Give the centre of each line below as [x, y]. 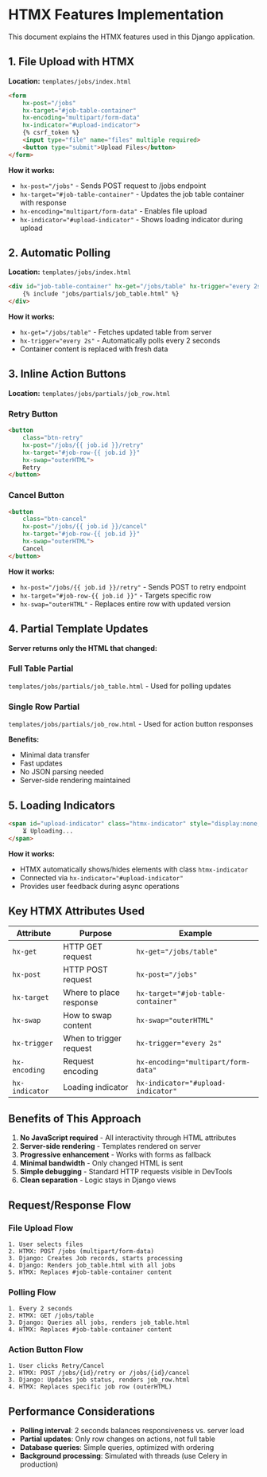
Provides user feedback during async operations [100, 886]
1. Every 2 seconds [41, 1309]
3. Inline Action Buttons [67, 374]
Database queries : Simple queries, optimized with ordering [117, 1448]
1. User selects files [46, 1244]
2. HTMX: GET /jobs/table [51, 1316]
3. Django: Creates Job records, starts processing [95, 1258]
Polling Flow [32, 1292]
